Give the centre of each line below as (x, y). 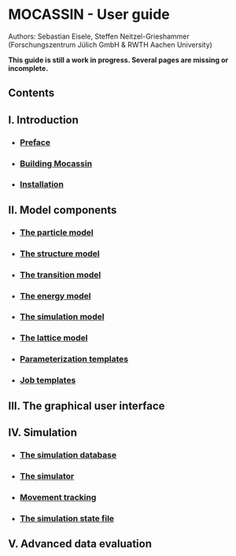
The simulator (47, 476)
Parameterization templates (74, 359)
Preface (35, 142)
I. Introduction (43, 120)
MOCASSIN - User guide (89, 15)
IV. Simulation (42, 433)
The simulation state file (67, 518)
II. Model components (63, 210)
